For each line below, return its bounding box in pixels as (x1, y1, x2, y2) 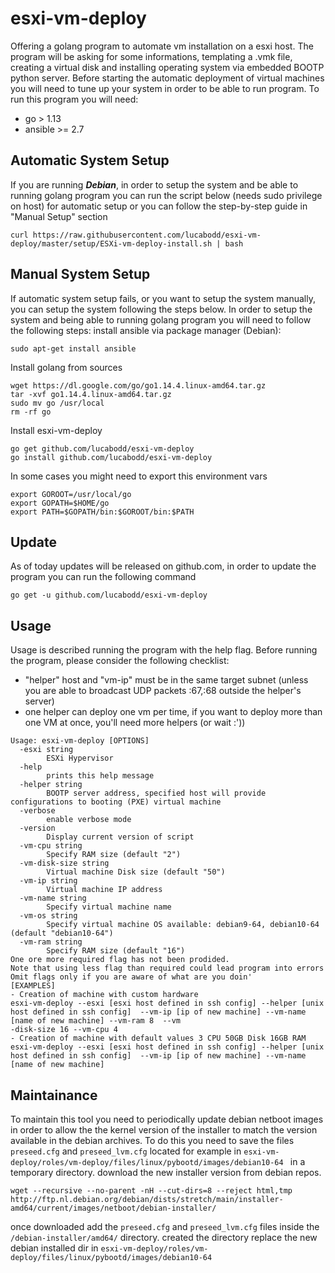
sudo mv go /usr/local (10, 398, 105, 408)
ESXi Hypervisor (46, 753, 114, 764)
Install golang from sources (10, 361, 123, 373)
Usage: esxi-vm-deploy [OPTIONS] (10, 736, 150, 746)
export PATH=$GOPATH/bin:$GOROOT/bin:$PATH (10, 507, 195, 517)
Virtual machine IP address (46, 885, 163, 895)
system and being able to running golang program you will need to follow (10, 313, 312, 326)
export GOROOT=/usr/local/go (10, 489, 132, 499)
